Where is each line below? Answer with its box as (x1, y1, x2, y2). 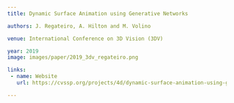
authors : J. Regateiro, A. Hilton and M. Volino (7, 22, 151, 30)
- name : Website (10, 73, 58, 80)
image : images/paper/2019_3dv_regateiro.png (7, 54, 139, 61)
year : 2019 (7, 48, 39, 55)
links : (7, 66, 26, 73)
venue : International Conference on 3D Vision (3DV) (7, 35, 164, 42)
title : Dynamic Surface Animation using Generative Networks (7, 10, 189, 17)
